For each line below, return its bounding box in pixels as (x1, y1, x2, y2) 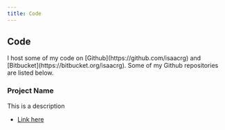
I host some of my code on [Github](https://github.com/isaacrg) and (7, 54, 201, 62)
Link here (17, 115, 44, 123)
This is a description (7, 102, 65, 110)
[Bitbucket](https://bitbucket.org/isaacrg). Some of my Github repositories (7, 62, 219, 70)
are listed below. (7, 68, 54, 77)
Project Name (7, 86, 54, 95)
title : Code (7, 10, 42, 17)
